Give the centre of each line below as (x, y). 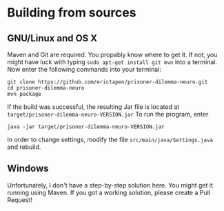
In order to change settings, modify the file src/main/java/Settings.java (110, 140)
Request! (20, 200)
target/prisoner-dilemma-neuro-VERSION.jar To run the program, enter (108, 114)
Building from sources (72, 13)
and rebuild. (24, 147)
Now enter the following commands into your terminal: (84, 69)
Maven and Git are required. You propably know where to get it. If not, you (112, 54)
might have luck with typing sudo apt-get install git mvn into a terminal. (112, 62)
